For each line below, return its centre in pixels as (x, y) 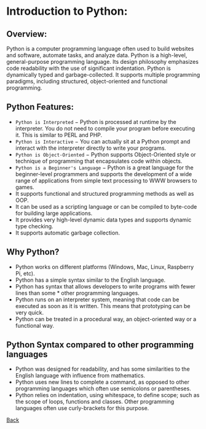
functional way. (34, 325)
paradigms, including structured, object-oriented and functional (87, 81)
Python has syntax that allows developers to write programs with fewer (105, 286)
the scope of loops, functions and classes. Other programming (95, 402)
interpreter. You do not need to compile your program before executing (105, 128)
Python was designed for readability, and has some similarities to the (102, 369)
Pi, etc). (25, 273)
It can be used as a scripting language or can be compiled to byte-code (106, 206)
